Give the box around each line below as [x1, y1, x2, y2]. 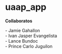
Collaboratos [5, 18, 33, 24]
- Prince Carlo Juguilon [5, 43, 53, 49]
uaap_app [5, 1, 47, 13]
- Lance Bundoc [5, 38, 38, 44]
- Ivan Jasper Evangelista [5, 33, 58, 39]
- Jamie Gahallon [5, 27, 40, 33]
